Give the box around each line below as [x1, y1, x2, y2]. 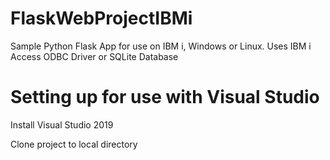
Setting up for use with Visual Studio [10, 86, 320, 109]
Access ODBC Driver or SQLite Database [10, 50, 179, 62]
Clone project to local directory [10, 138, 138, 150]
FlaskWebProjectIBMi [10, 7, 193, 30]
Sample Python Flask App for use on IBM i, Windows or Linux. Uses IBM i [10, 40, 312, 52]
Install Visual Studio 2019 [10, 118, 114, 131]
